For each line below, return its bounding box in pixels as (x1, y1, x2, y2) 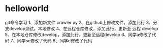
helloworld (5, 3, 49, 14)
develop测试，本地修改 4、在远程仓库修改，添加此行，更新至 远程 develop (9, 25, 159, 32)
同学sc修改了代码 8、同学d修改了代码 (16, 37, 92, 44)
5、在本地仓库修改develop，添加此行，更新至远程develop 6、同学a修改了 (5, 32, 152, 37)
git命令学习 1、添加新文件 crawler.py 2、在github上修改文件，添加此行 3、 (5, 19, 153, 25)
